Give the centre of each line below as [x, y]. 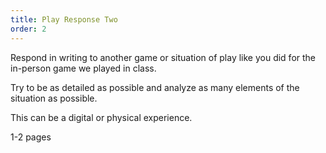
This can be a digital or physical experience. [101, 117]
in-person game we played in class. [83, 68]
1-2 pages [31, 137]
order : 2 [28, 29]
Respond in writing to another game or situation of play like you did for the [163, 57]
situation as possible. [54, 98]
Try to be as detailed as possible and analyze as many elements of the [155, 87]
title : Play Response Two [64, 19]
